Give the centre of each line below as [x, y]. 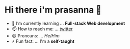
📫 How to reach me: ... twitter [42, 29]
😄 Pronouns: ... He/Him [36, 35]
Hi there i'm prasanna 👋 [53, 10]
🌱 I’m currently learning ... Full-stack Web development [68, 23]
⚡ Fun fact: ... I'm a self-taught [43, 41]
